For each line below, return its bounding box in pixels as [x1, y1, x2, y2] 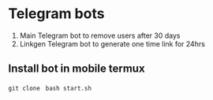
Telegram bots [8, 5, 105, 23]
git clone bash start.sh [8, 84, 92, 92]
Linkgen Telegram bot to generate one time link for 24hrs [19, 39, 205, 48]
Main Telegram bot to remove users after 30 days [19, 31, 181, 40]
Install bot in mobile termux [8, 62, 145, 76]
